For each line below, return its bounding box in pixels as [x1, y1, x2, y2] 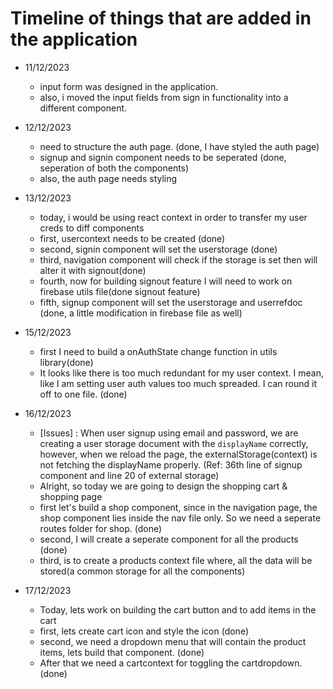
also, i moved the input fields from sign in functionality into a [39, 91, 289, 103]
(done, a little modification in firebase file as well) [39, 307, 243, 319]
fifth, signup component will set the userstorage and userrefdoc [39, 296, 303, 308]
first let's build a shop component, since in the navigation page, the [39, 501, 318, 513]
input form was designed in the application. [39, 80, 219, 92]
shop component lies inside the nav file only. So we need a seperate [39, 512, 322, 524]
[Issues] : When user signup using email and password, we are [39, 427, 299, 439]
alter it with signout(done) [39, 264, 147, 276]
